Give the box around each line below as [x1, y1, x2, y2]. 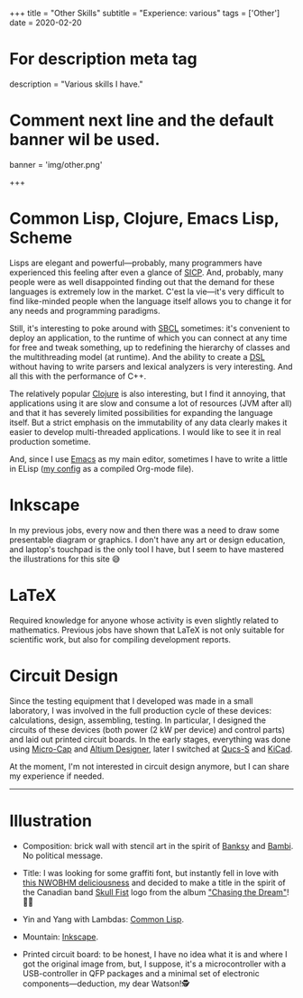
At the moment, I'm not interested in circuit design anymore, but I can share [9, 761, 290, 772]
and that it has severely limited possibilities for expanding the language [9, 407, 273, 418]
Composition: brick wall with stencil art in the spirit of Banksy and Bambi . [22, 840, 294, 851]
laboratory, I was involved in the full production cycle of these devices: [9, 705, 272, 716]
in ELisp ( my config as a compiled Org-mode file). [9, 463, 194, 474]
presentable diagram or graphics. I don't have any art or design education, [9, 534, 286, 545]
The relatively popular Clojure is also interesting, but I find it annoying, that [9, 388, 286, 399]
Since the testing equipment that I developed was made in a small [9, 695, 253, 707]
